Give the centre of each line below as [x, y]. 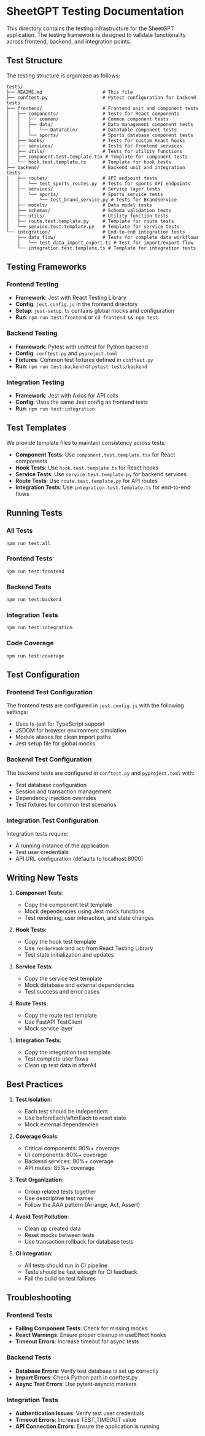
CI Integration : [34, 1253]
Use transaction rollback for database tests [79, 1241]
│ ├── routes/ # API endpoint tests [82, 178]
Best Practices [35, 1085]
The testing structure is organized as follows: [64, 76]
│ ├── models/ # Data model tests [79, 205]
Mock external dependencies [61, 1124]
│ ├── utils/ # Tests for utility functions [95, 151]
